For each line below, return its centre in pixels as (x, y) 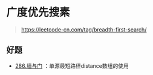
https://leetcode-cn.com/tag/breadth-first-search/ (84, 29)
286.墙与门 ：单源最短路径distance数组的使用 (72, 66)
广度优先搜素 (38, 12)
